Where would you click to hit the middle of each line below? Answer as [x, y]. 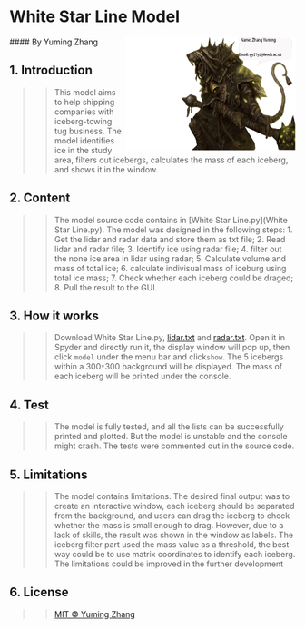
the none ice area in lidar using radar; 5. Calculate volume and [170, 258]
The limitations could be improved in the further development [169, 564]
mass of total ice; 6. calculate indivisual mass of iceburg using [170, 268]
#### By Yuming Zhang [54, 42]
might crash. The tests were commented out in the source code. [174, 446]
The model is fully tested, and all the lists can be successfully [169, 427]
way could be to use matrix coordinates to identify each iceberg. [175, 554]
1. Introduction [51, 70]
